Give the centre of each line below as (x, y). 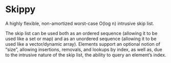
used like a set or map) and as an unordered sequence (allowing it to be (81, 39)
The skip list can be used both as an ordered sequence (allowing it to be (81, 33)
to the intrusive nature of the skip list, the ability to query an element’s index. (86, 55)
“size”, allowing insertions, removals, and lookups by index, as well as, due (84, 49)
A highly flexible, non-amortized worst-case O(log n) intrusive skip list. (80, 23)
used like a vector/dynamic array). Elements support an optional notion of (83, 44)
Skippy (20, 9)
